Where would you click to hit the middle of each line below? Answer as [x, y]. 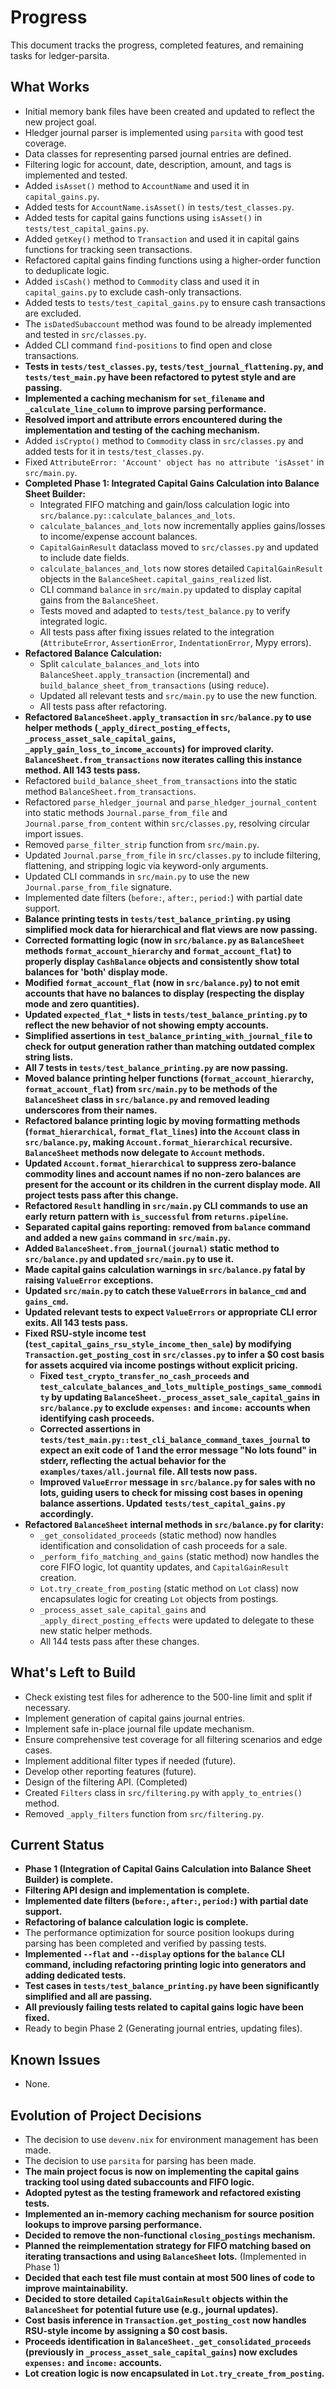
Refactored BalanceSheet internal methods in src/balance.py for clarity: [174, 1524]
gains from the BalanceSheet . [99, 600]
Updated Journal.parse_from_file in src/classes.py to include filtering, [172, 855]
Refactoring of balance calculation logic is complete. [136, 1922]
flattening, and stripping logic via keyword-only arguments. [146, 865]
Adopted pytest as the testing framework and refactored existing [163, 2192]
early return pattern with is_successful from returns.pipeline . [156, 1216]
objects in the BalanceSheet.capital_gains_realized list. [155, 578]
